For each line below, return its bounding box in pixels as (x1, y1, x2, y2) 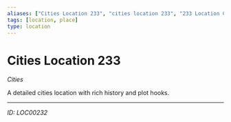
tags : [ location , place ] (7, 17, 78, 23)
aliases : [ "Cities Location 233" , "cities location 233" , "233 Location (7, 10, 220, 17)
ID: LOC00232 (7, 108, 48, 117)
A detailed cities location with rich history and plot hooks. (7, 89, 170, 97)
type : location (7, 23, 51, 30)
